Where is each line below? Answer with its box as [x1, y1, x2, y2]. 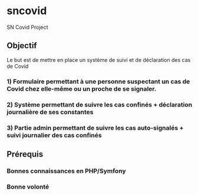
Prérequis [6, 149, 44, 159]
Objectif [6, 41, 37, 51]
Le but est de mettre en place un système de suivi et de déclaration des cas [6, 56, 191, 63]
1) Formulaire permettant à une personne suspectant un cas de [6, 77, 190, 85]
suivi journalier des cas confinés [6, 131, 102, 139]
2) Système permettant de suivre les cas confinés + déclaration [6, 100, 193, 108]
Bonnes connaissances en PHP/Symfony [6, 167, 126, 175]
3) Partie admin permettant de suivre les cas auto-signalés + [6, 124, 184, 132]
